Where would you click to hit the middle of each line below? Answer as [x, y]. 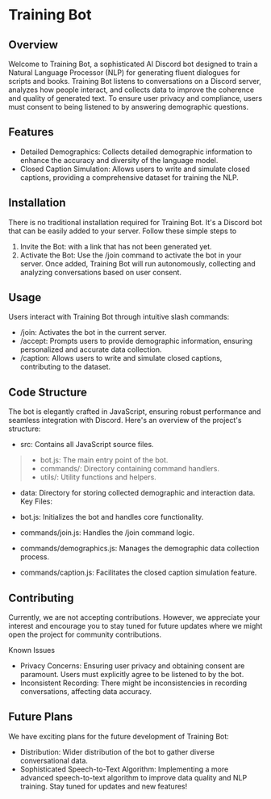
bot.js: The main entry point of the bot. [104, 460]
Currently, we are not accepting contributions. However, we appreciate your [134, 617]
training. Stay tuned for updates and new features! [104, 786]
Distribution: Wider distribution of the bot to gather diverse [117, 751]
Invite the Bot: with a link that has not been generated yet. [116, 246]
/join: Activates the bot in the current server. [93, 333]
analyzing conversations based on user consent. [101, 272]
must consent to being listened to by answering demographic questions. [128, 107]
